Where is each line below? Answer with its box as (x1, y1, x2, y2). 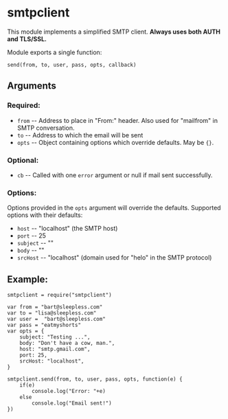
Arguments (7, 80, 57, 92)
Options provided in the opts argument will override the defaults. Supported (7, 204, 221, 212)
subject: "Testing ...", (19, 334, 91, 341)
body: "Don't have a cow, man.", (19, 340, 115, 347)
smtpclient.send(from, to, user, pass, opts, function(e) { (7, 376, 183, 383)
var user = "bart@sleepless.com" (7, 316, 106, 323)
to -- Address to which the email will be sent (16, 131, 144, 139)
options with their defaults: (7, 211, 83, 219)
